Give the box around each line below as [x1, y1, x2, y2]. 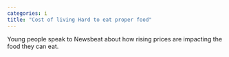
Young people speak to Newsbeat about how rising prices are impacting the [7, 35, 222, 43]
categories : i [7, 9, 48, 17]
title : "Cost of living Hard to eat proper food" [7, 16, 153, 23]
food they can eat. [7, 42, 59, 50]
